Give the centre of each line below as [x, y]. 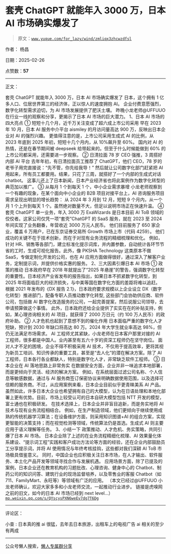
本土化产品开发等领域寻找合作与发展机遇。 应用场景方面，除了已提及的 [88, 461]
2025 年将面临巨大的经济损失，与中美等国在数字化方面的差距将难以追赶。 [83, 282]
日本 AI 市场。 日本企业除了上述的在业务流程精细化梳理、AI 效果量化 [85, 436]
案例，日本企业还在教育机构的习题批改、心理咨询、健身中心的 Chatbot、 [81, 467]
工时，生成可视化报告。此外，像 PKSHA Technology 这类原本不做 [83, 250]
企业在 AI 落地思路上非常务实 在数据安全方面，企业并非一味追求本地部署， [87, 365]
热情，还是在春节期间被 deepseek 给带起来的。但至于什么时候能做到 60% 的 [85, 148]
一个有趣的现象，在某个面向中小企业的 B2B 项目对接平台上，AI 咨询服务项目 [85, 193]
